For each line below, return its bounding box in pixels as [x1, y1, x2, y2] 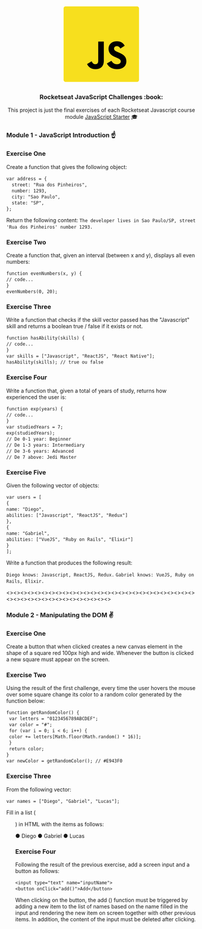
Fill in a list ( [6, 809, 36, 816]
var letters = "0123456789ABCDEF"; [8, 716, 98, 722]
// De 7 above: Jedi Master [6, 454, 77, 460]
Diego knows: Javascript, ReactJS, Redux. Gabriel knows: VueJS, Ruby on [6, 572, 194, 578]
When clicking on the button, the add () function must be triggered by [14, 896, 188, 904]
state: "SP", [11, 200, 45, 206]
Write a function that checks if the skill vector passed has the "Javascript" [6, 316, 190, 324]
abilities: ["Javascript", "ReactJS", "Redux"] [6, 512, 128, 519]
